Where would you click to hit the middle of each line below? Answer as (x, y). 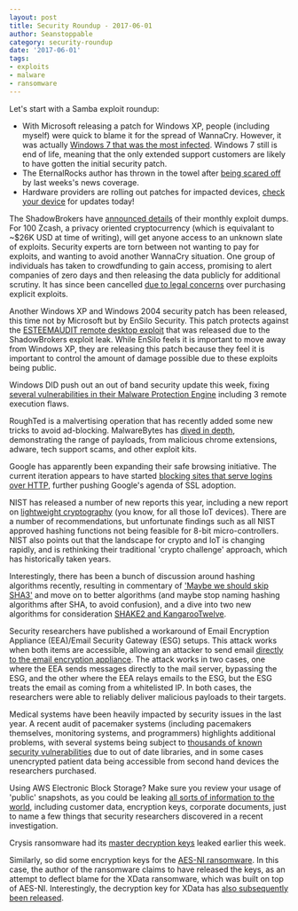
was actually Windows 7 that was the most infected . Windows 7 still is (149, 145)
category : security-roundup (61, 42)
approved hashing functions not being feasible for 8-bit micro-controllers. (144, 530)
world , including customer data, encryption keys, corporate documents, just (148, 806)
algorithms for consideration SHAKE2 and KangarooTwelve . (118, 614)
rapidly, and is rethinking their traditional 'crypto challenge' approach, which (149, 549)
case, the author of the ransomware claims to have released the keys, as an (147, 869)
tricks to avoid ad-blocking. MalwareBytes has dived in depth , (122, 430)
